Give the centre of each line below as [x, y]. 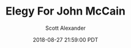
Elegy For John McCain [65, 11]
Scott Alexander [65, 28]
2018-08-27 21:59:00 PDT [65, 39]
